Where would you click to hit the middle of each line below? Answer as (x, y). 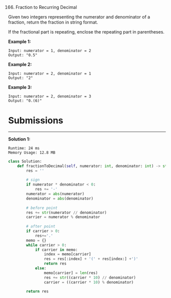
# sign (33, 180)
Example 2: (20, 64)
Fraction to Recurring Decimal (46, 7)
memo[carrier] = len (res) (71, 273)
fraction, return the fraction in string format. (53, 22)
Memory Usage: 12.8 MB (32, 152)
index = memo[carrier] (67, 254)
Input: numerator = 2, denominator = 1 (50, 73)
